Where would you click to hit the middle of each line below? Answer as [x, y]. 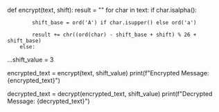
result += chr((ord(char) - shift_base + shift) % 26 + [114, 35]
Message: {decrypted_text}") [49, 101]
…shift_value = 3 [30, 59]
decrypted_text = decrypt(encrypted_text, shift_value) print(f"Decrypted [110, 94]
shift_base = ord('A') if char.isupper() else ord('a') [114, 23]
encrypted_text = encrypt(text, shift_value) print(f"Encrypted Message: [108, 73]
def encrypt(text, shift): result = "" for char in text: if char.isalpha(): [102, 10]
